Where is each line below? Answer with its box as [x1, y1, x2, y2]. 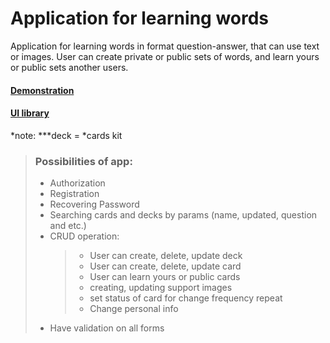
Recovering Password [49, 198, 140, 211]
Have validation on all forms [49, 322, 165, 334]
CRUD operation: [49, 230, 120, 242]
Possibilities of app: [34, 154, 133, 168]
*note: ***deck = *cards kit [10, 129, 123, 141]
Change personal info [89, 303, 179, 315]
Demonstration [10, 84, 75, 96]
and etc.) [49, 220, 87, 232]
